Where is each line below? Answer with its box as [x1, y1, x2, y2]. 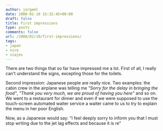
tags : [5, 39, 16, 44]
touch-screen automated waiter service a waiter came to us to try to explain [5, 100, 157, 107]
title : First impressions [5, 20, 58, 26]
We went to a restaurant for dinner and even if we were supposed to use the [5, 96, 158, 101]
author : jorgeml [5, 7, 38, 12]
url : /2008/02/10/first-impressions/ [5, 34, 82, 39]
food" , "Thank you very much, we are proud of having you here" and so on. [5, 90, 157, 96]
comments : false [5, 30, 38, 34]
